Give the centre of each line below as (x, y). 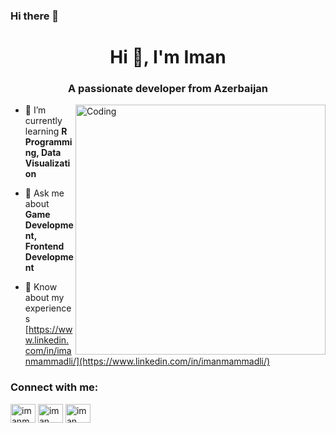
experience (48, 308)
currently (43, 121)
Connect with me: (54, 387)
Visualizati (47, 163)
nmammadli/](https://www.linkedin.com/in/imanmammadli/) (147, 361)
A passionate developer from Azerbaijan (168, 89)
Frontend (44, 246)
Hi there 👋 (35, 16)
